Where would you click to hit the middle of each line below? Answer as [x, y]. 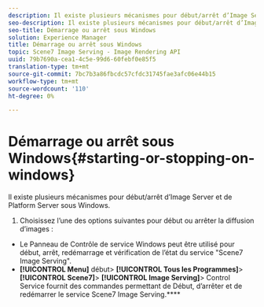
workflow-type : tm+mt [44, 81]
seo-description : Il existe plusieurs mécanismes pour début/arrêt [121, 23]
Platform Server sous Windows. [59, 205]
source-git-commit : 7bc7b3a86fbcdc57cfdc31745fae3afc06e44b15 [112, 74]
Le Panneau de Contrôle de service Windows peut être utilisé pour [127, 244]
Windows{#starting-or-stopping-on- [132, 159]
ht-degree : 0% [31, 96]
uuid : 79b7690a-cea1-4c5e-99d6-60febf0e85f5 [82, 60]
